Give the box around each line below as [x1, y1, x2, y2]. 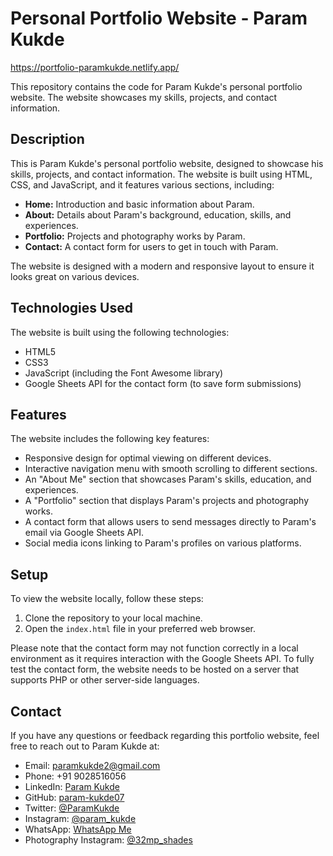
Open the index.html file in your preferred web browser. [24, 623, 257, 635]
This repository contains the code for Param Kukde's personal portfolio [10, 80, 303, 92]
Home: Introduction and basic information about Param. [24, 198, 255, 210]
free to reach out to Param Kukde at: [10, 740, 160, 752]
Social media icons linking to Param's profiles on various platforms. [24, 537, 302, 549]
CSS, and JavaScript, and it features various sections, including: [10, 178, 275, 191]
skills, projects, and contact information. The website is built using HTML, [10, 168, 313, 180]
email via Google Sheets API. [24, 527, 144, 539]
